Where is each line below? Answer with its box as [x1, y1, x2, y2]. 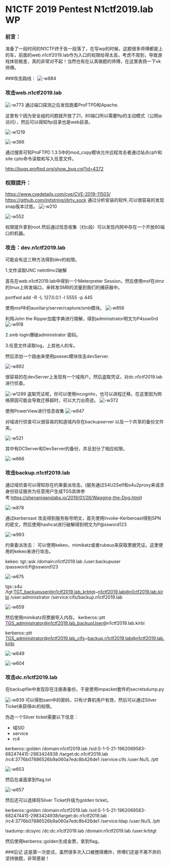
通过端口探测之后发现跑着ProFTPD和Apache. [25, 102, 119, 108]
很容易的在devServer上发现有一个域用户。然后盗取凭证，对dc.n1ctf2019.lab [5, 374, 163, 380]
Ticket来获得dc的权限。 [5, 703, 55, 709]
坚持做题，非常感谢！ [5, 855, 50, 861]
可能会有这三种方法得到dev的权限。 [5, 256, 80, 263]
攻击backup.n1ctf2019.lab [5, 469, 70, 477]
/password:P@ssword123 [5, 564, 58, 570]
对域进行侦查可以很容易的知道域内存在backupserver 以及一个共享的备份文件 [5, 419, 164, 425]
